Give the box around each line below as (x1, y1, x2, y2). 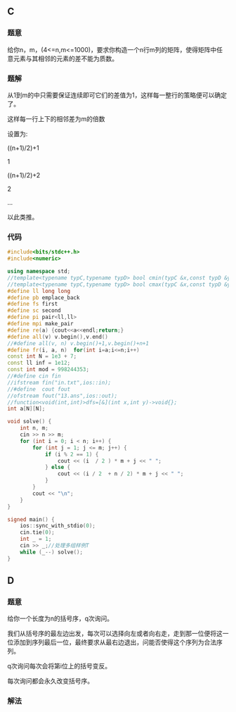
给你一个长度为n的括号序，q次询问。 (7, 614, 114, 623)
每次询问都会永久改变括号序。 (7, 677, 93, 685)
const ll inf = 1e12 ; (7, 359, 71, 367)
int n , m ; (20, 425, 49, 432)
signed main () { (7, 516, 55, 523)
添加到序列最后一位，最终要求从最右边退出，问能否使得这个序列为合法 (13, 638, 216, 647)
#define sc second (7, 307, 61, 314)
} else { (44, 464, 71, 471)
